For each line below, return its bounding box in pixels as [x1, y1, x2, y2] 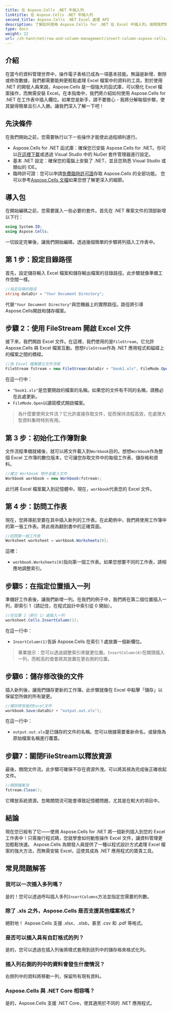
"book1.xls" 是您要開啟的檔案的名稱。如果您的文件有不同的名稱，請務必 [12, 387, 164, 393]
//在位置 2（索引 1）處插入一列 [5, 613, 65, 618]
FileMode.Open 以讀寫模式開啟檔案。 [12, 400, 88, 406]
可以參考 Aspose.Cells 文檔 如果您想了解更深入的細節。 [12, 177, 127, 183]
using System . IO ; [5, 224, 42, 229]
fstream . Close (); [5, 788, 42, 793]
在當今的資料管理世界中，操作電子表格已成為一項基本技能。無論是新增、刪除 [5, 71, 167, 77]
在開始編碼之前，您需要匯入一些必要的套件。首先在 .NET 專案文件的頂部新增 [5, 208, 166, 214]
